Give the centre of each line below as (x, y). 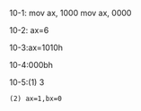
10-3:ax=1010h (36, 47)
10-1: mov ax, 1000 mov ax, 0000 (70, 13)
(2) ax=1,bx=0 (36, 98)
